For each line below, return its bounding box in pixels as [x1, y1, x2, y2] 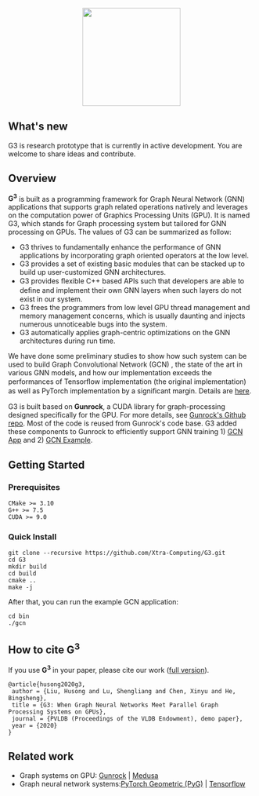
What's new [8, 120, 68, 133]
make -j [8, 583, 34, 592]
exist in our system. [19, 294, 83, 304]
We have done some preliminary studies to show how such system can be [8, 352, 247, 361]
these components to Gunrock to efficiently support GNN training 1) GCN [8, 427, 243, 436]
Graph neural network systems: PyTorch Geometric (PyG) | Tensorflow [19, 779, 246, 788]
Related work [8, 750, 74, 763]
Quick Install [8, 531, 57, 542]
